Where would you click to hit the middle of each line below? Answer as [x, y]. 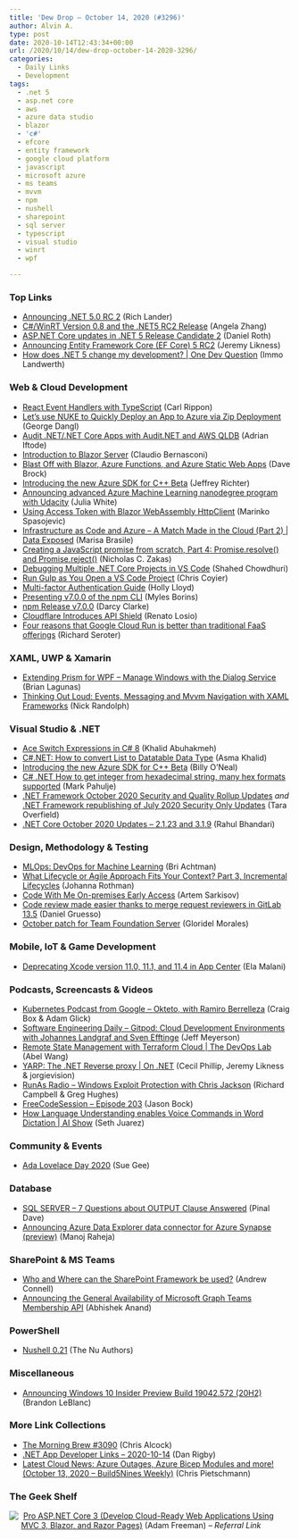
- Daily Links [43, 68]
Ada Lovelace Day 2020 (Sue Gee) [86, 1166]
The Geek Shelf [43, 1496]
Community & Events [56, 1146]
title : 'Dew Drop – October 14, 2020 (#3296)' [97, 17]
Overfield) [41, 815]
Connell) [38, 1288]
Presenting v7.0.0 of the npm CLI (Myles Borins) [110, 597]
